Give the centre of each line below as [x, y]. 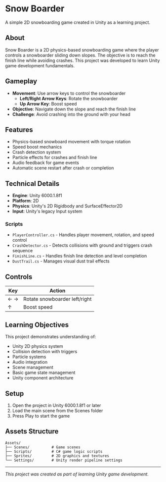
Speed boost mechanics [37, 147]
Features [19, 130]
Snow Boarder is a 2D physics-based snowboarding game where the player [82, 50]
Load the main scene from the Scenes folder [58, 410]
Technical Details [32, 184]
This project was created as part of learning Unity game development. [77, 474]
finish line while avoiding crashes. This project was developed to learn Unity [83, 60]
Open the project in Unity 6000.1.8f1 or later [57, 405]
